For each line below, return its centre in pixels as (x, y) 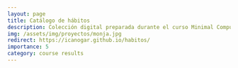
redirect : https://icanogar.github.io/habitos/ (79, 40)
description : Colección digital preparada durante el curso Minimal (110, 27)
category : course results (45, 54)
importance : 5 (28, 47)
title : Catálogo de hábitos (49, 21)
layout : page (27, 14)
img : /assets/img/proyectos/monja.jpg (64, 34)
